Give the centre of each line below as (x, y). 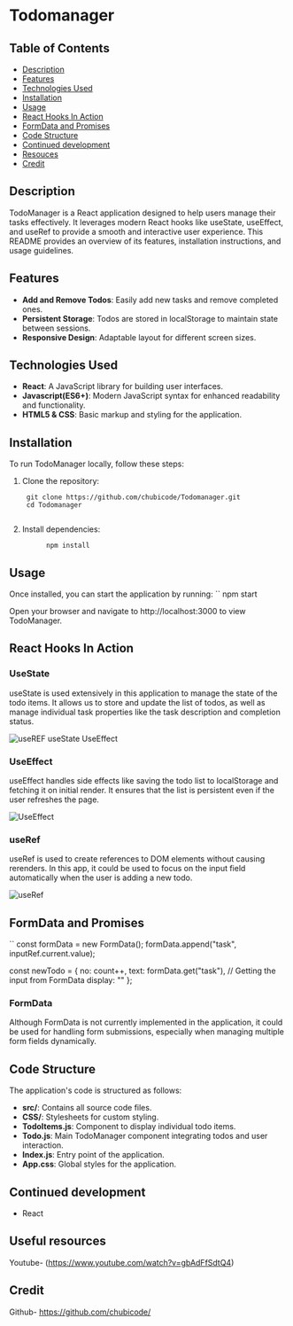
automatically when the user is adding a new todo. (101, 877)
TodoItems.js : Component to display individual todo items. (129, 1127)
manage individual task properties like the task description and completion (145, 712)
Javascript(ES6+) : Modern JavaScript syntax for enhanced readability (151, 396)
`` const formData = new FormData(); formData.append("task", (123, 944)
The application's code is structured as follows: (96, 1090)
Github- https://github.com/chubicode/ (80, 1312)
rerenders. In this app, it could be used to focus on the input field (127, 869)
